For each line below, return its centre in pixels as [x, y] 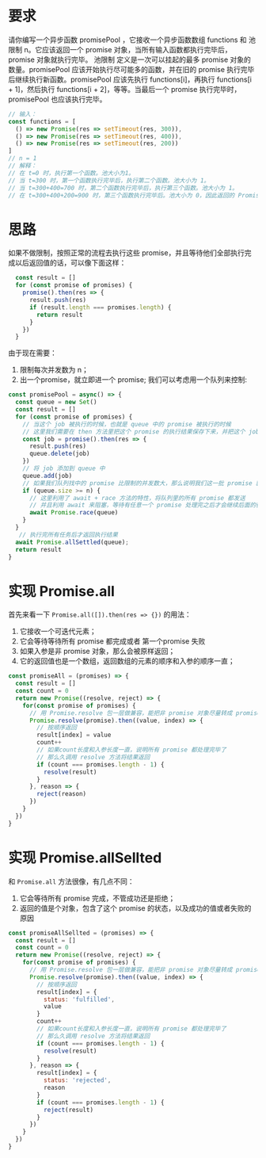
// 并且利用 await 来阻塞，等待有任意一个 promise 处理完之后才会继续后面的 [142, 505]
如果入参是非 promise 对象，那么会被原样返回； [97, 652]
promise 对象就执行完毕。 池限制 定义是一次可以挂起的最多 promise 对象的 [130, 59]
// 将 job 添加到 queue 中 [64, 468]
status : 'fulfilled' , [79, 999]
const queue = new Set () [56, 402]
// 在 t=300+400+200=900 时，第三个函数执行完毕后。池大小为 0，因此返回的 [122, 195]
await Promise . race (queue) [74, 513]
